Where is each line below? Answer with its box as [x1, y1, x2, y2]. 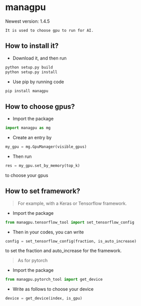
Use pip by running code [12, 79, 64, 85]
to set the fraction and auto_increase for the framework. [5, 248, 122, 254]
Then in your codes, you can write [12, 229, 84, 235]
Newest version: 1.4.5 [5, 18, 50, 24]
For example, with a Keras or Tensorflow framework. [17, 200, 127, 206]
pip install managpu [5, 88, 49, 93]
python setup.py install [5, 70, 58, 75]
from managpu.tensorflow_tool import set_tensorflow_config [5, 220, 135, 225]
